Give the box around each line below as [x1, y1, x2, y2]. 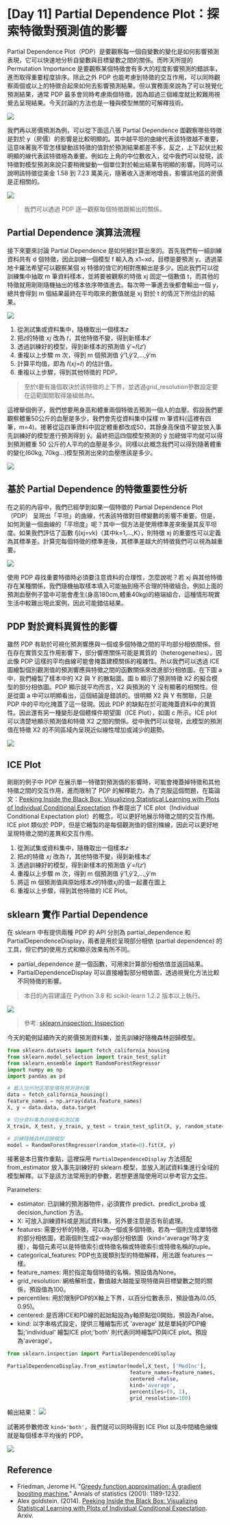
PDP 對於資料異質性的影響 [7, 621, 118, 632]
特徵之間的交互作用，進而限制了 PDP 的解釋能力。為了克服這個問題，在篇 [7, 786, 214, 795]
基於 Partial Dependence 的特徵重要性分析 [7, 484, 188, 495]
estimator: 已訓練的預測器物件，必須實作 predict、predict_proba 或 [16, 1200, 206, 1208]
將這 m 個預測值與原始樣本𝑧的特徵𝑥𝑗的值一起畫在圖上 [16, 878, 166, 887]
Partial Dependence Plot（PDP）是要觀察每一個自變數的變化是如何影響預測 [7, 47, 220, 55]
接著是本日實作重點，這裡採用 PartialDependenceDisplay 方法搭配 [7, 1155, 192, 1163]
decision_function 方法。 [16, 1208, 88, 1217]
